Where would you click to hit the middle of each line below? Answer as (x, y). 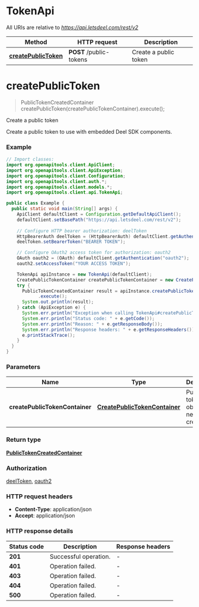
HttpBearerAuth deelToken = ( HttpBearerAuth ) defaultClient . (94, 236)
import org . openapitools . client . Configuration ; (66, 176)
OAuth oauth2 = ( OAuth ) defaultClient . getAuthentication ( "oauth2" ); (103, 258)
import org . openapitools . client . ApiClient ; (61, 165)
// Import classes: (30, 159)
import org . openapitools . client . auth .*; (57, 181)
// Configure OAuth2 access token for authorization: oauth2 (94, 253)
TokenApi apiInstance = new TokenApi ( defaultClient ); (84, 274)
